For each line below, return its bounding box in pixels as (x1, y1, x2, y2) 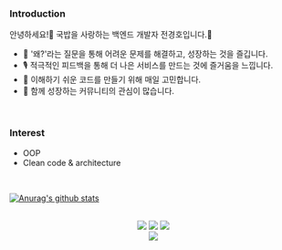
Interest (9, 127, 46, 140)
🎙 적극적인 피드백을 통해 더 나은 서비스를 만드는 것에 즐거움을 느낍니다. (22, 60, 274, 71)
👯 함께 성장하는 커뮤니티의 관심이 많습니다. (22, 86, 175, 97)
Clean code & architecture (22, 157, 121, 168)
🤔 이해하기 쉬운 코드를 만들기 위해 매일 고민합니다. (22, 74, 202, 85)
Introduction (9, 7, 66, 20)
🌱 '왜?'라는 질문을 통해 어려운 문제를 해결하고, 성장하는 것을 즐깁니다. (22, 48, 268, 59)
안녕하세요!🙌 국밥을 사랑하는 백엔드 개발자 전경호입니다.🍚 (9, 29, 213, 40)
